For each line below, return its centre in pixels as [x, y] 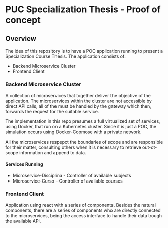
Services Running [24, 164]
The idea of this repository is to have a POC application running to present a [84, 51]
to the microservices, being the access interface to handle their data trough [84, 215]
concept [23, 20]
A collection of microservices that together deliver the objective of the [78, 96]
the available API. [23, 221]
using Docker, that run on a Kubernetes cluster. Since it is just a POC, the [81, 127]
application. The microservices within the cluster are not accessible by [79, 101]
